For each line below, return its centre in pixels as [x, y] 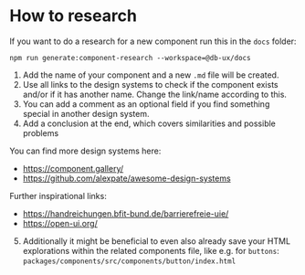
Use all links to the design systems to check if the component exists [150, 84]
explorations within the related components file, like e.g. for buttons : [151, 250]
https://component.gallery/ [73, 168]
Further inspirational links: [58, 196]
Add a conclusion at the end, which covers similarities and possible [149, 123]
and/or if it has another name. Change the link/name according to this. [155, 94]
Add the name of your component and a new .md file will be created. [151, 75]
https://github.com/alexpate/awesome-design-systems [126, 178]
